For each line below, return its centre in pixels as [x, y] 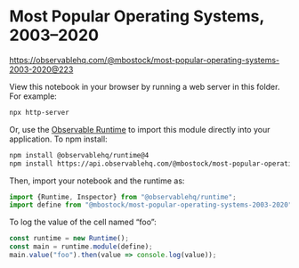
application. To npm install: [59, 139]
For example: [33, 96]
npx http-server [39, 112]
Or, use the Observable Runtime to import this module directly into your [140, 129]
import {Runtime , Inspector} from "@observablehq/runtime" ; [123, 197]
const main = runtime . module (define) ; [81, 247]
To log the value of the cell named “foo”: [83, 222]
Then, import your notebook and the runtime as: [97, 181]
